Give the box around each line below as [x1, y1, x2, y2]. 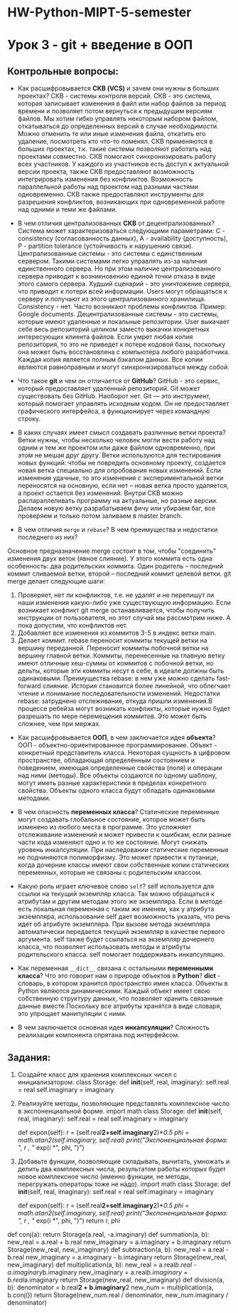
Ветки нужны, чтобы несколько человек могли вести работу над [17, 436, 215, 445]
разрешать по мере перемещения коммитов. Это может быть [17, 712, 207, 720]
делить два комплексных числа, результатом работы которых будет [17, 1165, 226, 1173]
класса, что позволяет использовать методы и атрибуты [17, 943, 191, 951]
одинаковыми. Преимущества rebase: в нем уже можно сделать [17, 674, 215, 683]
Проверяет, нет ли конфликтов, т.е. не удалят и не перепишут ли [17, 591, 215, 599]
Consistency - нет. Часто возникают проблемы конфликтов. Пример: [17, 302, 227, 311]
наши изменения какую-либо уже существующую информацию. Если [17, 598, 232, 607]
